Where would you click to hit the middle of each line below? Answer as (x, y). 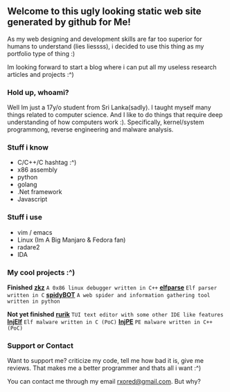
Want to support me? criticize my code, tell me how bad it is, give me (106, 361)
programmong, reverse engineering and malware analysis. (90, 130)
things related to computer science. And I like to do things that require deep (115, 115)
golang (27, 185)
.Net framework (39, 192)
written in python (34, 301)
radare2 (28, 247)
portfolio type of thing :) (41, 53)
